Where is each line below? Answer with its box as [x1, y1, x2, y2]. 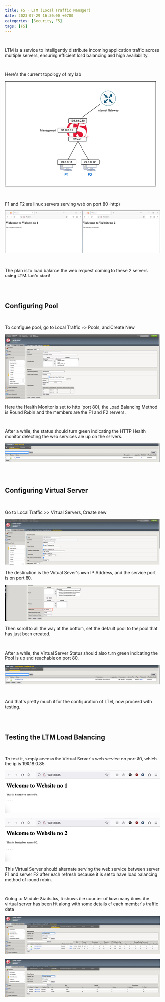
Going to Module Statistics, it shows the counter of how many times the [5, 896, 150, 901]
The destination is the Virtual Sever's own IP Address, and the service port [5, 569, 156, 575]
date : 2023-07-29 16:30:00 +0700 [5, 13, 74, 18]
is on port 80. [5, 575, 32, 581]
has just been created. [5, 631, 51, 637]
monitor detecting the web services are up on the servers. [5, 433, 123, 439]
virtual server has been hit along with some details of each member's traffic [5, 901, 159, 907]
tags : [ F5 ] [5, 24, 27, 29]
